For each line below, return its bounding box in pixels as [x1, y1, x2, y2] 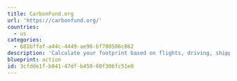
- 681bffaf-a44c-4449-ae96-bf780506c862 [13, 43, 134, 50]
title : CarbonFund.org [7, 10, 74, 18]
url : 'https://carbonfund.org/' [7, 17, 102, 24]
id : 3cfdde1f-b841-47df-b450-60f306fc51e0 [7, 63, 134, 70]
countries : [7, 23, 39, 30]
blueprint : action [7, 56, 61, 63]
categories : [7, 37, 42, 44]
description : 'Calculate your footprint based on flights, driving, [7, 50, 213, 57]
